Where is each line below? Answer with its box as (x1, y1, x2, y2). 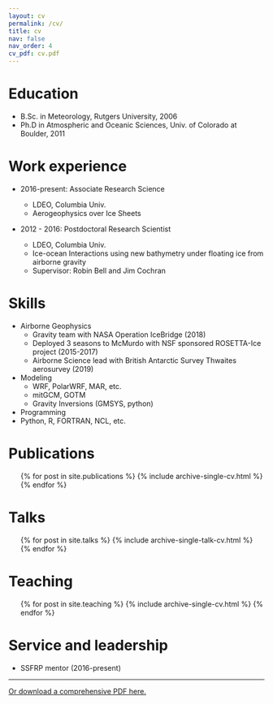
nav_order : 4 (8, 42, 53, 50)
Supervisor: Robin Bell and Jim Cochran (32, 266, 167, 275)
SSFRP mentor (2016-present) (19, 663, 122, 672)
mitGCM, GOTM (32, 390, 86, 400)
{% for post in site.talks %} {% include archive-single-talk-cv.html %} (19, 535, 253, 545)
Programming (19, 407, 67, 417)
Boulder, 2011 (19, 128, 65, 138)
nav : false (8, 34, 45, 43)
